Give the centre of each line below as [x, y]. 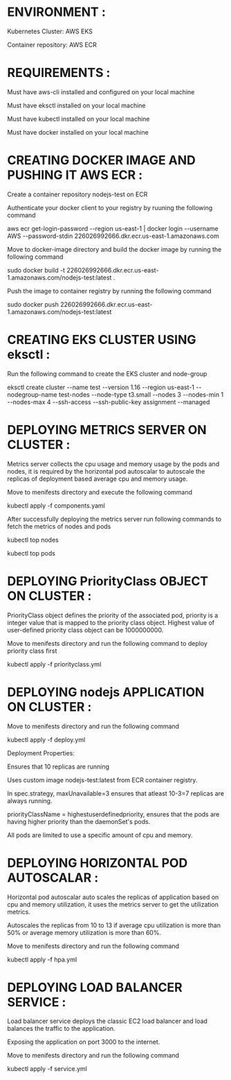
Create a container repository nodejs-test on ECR [77, 194]
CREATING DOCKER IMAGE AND [101, 161]
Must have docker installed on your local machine [78, 132]
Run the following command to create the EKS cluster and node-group [107, 374]
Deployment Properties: [41, 753]
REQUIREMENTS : [59, 73]
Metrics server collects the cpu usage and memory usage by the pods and [113, 464]
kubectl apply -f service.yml [47, 1069]
